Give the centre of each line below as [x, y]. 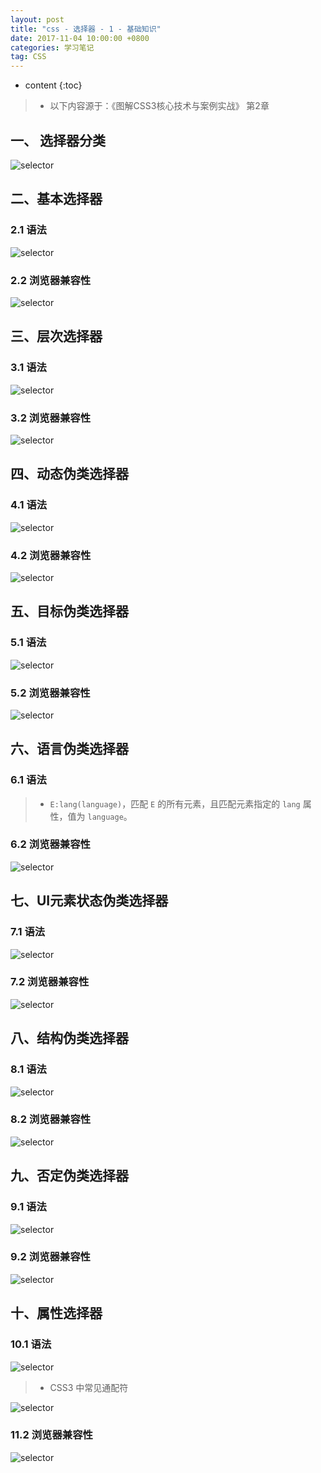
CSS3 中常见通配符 [89, 1387]
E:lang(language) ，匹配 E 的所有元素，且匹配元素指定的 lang [175, 803]
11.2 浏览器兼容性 [51, 1435]
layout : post [37, 19]
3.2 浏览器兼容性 [51, 418]
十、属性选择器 [56, 1313]
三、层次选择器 [56, 336]
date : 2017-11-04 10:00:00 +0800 [80, 38]
